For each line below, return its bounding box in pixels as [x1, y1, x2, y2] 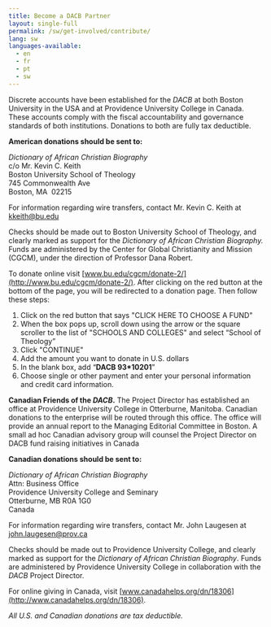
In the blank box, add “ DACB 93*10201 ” [20, 362, 155, 372]
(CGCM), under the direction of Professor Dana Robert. [8, 253, 194, 263]
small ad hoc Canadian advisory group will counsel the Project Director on [8, 429, 257, 439]
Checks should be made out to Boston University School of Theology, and [8, 227, 256, 237]
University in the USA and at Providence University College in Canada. [8, 103, 244, 113]
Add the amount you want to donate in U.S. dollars [20, 353, 190, 363]
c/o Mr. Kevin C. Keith [8, 160, 81, 171]
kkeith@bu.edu [8, 211, 59, 220]
